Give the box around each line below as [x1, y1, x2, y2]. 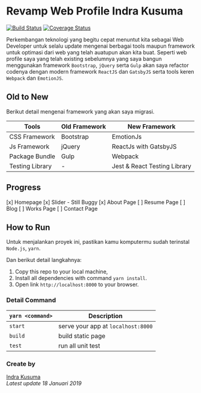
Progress [6, 182, 41, 193]
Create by [6, 359, 36, 368]
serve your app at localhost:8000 [58, 322, 153, 330]
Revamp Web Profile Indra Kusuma [6, 4, 184, 18]
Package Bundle [9, 152, 55, 161]
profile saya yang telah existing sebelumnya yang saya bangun [6, 55, 162, 62]
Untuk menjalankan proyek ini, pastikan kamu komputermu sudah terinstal [6, 238, 190, 246]
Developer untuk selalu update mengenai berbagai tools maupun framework [6, 42, 195, 50]
